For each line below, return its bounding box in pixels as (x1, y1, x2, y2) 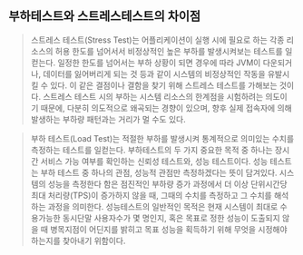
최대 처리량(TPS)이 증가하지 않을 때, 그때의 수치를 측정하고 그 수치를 (30, 190, 273, 201)
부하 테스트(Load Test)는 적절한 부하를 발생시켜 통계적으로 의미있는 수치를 (30, 132, 295, 143)
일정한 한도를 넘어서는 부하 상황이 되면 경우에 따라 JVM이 (57, 57, 261, 68)
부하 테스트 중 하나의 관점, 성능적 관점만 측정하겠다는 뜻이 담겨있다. (40, 167, 278, 178)
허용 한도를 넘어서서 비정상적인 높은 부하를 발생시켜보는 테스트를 (54, 45, 283, 56)
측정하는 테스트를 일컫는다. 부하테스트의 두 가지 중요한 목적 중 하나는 (30, 144, 273, 155)
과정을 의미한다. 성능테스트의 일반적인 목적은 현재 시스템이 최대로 (47, 201, 279, 211)
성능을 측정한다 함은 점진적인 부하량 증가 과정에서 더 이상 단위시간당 (47, 178, 288, 189)
